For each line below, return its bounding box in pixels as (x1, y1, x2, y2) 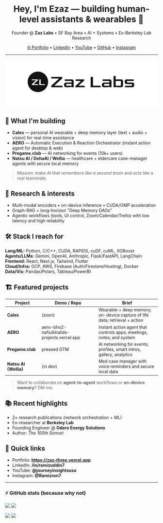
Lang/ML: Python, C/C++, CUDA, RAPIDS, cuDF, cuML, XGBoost (5, 248, 134, 253)
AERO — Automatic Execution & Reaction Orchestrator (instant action (12, 140, 151, 146)
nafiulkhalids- (41, 329, 70, 335)
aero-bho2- (41, 324, 67, 330)
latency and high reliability (12, 218, 65, 224)
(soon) (41, 312, 55, 318)
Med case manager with (98, 359, 147, 364)
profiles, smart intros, (98, 346, 141, 352)
